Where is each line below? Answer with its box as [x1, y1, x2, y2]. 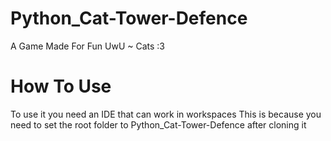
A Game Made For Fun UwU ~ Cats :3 [10, 40, 166, 52]
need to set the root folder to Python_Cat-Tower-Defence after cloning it [10, 118, 307, 131]
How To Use [10, 75, 112, 98]
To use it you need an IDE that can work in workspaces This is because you [10, 108, 322, 120]
